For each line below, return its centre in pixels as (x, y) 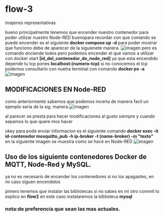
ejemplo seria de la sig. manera (37, 106)
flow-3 (19, 9)
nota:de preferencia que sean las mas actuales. (63, 209)
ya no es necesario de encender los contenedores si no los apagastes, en (80, 176)
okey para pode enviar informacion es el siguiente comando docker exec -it (82, 131)
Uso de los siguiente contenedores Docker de (76, 157)
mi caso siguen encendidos (33, 182)
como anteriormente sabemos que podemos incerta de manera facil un (77, 101)
